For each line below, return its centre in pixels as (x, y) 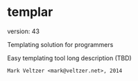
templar (30, 12)
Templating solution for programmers (60, 44)
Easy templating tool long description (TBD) (69, 58)
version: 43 (24, 31)
